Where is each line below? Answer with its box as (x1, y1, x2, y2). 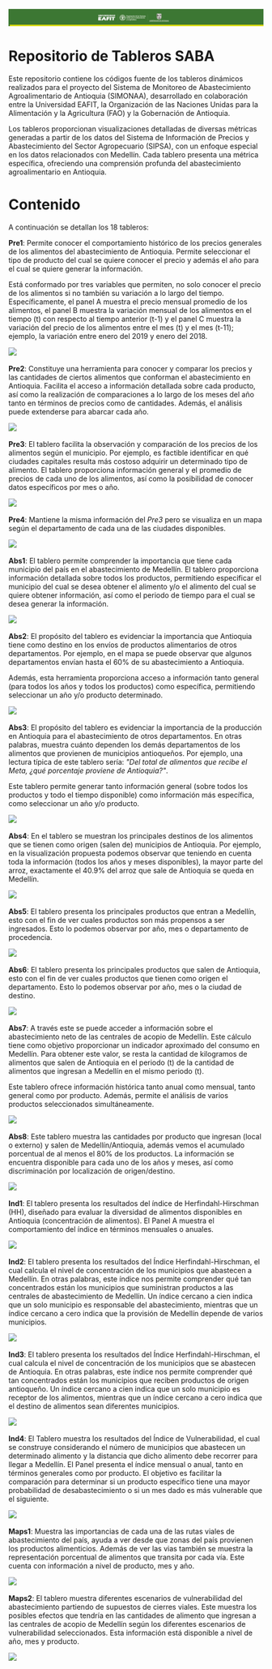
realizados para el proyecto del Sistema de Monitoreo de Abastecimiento (8, 82, 251, 92)
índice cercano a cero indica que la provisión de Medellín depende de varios (8, 1308, 263, 1318)
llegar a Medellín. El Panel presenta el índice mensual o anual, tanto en (8, 1459, 244, 1469)
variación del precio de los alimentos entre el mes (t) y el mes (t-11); (8, 322, 234, 333)
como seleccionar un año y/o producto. (8, 798, 140, 808)
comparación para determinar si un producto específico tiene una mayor (8, 1477, 251, 1487)
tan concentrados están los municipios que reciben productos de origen (8, 1375, 249, 1385)
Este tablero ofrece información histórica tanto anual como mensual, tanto (8, 1082, 256, 1092)
